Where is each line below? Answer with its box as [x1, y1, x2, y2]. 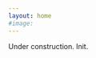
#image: [8, 19, 34, 27]
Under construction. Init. [8, 41, 89, 51]
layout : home [8, 11, 52, 20]
